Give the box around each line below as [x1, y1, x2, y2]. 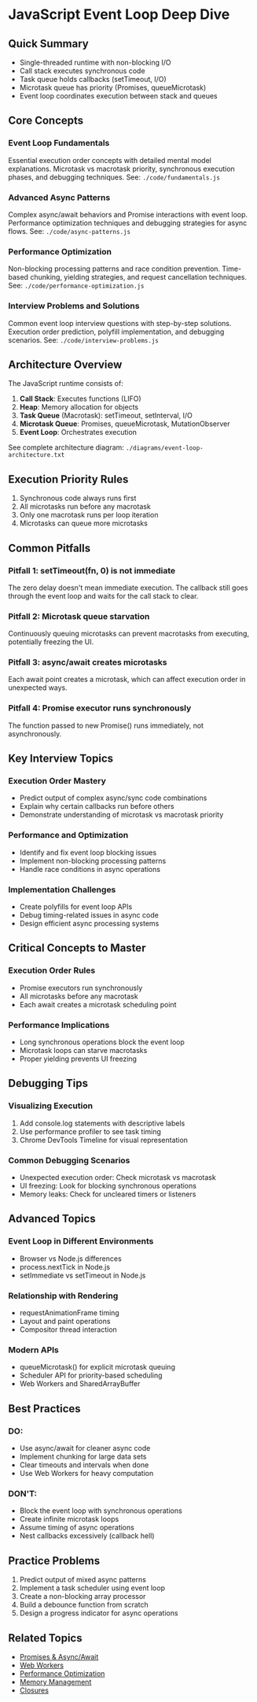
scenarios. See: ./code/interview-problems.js [8, 335, 159, 344]
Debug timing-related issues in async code [19, 910, 159, 920]
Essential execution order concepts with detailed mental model [8, 155, 212, 165]
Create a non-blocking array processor [19, 1592, 146, 1601]
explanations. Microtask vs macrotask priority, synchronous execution [8, 164, 236, 173]
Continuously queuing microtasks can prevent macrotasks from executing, [8, 629, 250, 639]
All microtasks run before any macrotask [19, 502, 151, 511]
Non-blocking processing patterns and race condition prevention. [8, 264, 221, 273]
